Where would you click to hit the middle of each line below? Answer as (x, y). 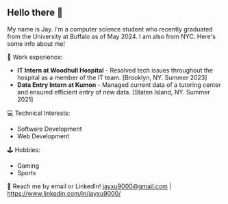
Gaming (28, 166)
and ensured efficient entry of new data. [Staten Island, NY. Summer (113, 92)
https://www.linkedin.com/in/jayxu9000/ (64, 193)
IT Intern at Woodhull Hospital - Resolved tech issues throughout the (115, 70)
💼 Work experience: (35, 57)
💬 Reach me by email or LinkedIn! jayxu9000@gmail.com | (89, 186)
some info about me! (36, 43)
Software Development (49, 129)
